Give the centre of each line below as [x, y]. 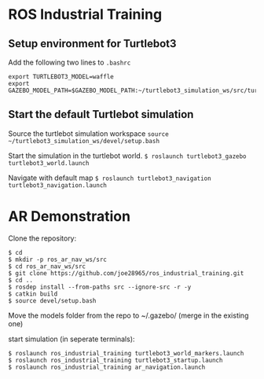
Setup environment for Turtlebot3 [92, 44]
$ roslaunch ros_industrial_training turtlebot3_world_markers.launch [126, 353]
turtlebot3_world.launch [49, 163]
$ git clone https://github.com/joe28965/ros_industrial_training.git [126, 273]
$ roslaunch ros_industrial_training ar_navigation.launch [107, 367]
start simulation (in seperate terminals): [71, 339]
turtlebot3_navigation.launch [58, 185]
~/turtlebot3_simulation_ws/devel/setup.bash [84, 141]
